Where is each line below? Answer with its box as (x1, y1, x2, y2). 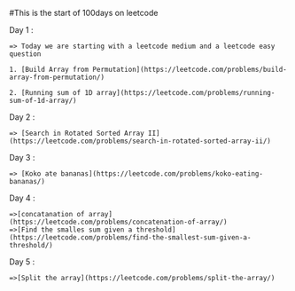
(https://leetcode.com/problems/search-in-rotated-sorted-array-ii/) (9, 137, 272, 145)
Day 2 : (9, 112, 35, 122)
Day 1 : (9, 25, 34, 35)
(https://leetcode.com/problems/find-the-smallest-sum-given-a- (9, 233, 252, 242)
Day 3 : (9, 153, 35, 162)
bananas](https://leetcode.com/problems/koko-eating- (60, 169, 264, 178)
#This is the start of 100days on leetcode (9, 8, 159, 18)
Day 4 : (9, 193, 35, 203)
